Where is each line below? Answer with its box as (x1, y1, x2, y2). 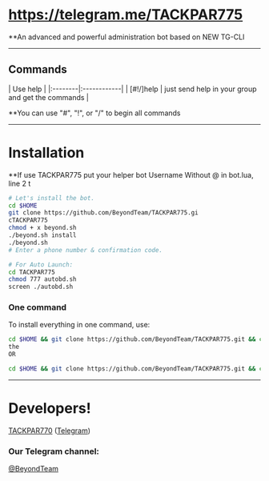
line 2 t (8, 178, 31, 188)
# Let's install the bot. (8, 194, 94, 202)
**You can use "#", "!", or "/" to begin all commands (8, 108, 181, 118)
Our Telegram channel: (8, 446, 100, 457)
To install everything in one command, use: (8, 320, 151, 330)
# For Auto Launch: (8, 260, 74, 269)
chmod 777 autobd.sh (8, 275, 78, 283)
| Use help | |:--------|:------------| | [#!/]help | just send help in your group (8, 84, 258, 94)
